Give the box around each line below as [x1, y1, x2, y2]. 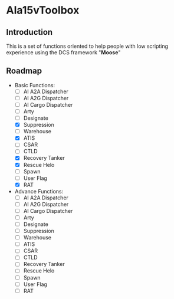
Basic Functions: [14, 81, 55, 88]
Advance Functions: [14, 188, 64, 195]
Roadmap [6, 66, 42, 76]
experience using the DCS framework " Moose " [6, 49, 121, 56]
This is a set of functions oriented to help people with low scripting [6, 42, 169, 50]
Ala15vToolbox [6, 4, 80, 17]
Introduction [6, 27, 53, 37]
